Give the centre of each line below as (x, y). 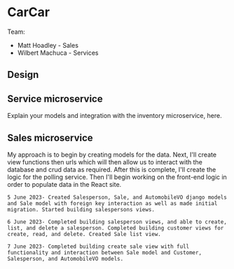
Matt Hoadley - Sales (48, 45)
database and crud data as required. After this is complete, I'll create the (112, 169)
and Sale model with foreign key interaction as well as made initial (112, 203)
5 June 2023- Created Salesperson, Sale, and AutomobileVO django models (117, 197)
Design (23, 75)
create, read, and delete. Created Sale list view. (84, 234)
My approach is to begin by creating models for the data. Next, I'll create (112, 155)
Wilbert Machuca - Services (58, 53)
